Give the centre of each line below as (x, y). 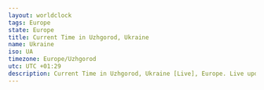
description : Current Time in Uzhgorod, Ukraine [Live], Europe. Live (126, 74)
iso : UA (21, 52)
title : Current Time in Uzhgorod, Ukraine (79, 37)
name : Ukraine (31, 45)
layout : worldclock (40, 15)
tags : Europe (29, 23)
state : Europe (31, 30)
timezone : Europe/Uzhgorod (52, 59)
